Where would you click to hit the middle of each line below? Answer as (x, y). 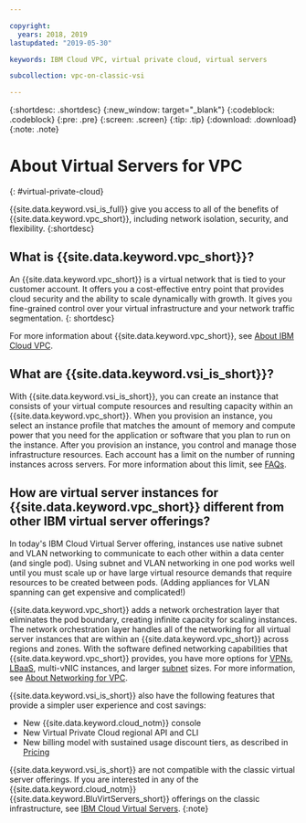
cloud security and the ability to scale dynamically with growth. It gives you (151, 299)
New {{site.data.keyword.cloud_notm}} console (112, 723)
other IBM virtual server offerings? (110, 522)
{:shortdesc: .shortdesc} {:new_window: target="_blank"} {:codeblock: (142, 110)
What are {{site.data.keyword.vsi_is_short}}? (142, 374)
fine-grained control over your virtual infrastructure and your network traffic (152, 308)
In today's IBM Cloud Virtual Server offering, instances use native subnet (146, 543)
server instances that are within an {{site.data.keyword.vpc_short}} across (149, 638)
